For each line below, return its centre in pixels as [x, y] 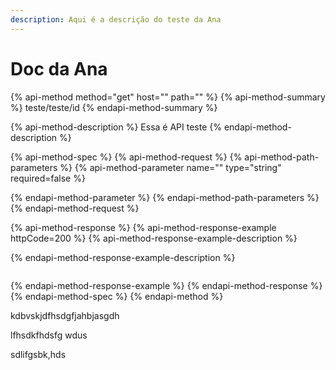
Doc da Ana [59, 68]
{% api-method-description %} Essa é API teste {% [116, 127]
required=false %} [48, 178]
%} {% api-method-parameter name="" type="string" [170, 167]
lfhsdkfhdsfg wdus [49, 335]
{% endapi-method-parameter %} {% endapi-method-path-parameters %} [165, 197]
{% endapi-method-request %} [75, 208]
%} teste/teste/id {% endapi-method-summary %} [114, 107]
